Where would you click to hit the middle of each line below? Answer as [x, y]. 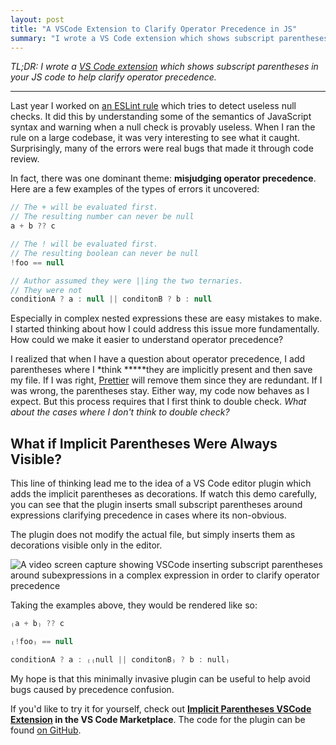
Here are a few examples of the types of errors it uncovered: [135, 189]
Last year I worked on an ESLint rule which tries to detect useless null [153, 106]
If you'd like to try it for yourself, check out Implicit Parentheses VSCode [161, 708]
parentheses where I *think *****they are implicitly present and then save [161, 370]
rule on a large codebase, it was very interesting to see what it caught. [155, 138]
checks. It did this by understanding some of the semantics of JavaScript [161, 117]
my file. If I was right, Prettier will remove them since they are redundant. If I [166, 380]
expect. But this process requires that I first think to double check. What [158, 402]
